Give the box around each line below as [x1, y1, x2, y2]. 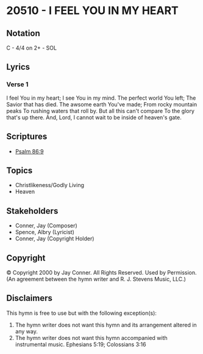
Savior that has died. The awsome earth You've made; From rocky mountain [6, 100, 198, 108]
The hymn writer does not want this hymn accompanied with [15, 334, 168, 341]
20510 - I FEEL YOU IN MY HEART [6, 4, 179, 18]
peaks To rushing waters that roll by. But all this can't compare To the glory [6, 107, 195, 114]
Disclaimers [6, 293, 53, 303]
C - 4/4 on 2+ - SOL [6, 44, 57, 51]
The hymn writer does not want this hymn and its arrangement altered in [15, 321, 197, 328]
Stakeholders [6, 205, 59, 216]
